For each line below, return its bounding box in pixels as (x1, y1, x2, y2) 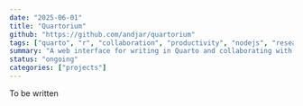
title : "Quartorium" (9, 22, 87, 31)
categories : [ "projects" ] (9, 64, 106, 73)
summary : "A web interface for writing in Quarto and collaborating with (9, 47, 293, 56)
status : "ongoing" (9, 55, 78, 64)
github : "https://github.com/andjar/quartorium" (9, 30, 196, 39)
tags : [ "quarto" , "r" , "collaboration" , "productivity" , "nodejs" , (9, 38, 269, 48)
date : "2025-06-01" (9, 13, 83, 22)
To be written (9, 87, 59, 99)
